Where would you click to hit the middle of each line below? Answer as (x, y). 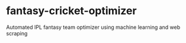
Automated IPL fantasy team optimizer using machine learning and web (93, 27)
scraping (17, 33)
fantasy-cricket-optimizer (72, 11)
